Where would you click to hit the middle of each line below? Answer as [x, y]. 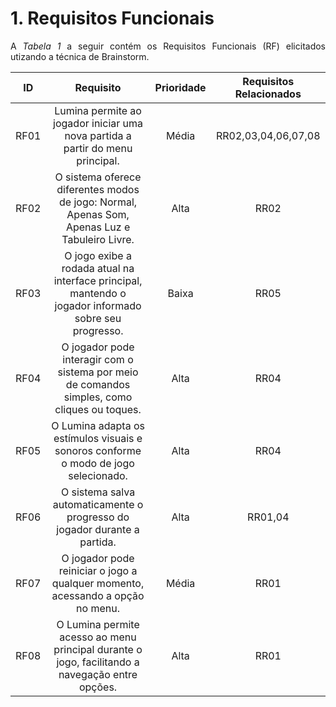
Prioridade [180, 87]
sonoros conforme [98, 450]
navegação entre [98, 674]
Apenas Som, [98, 214]
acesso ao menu [98, 637]
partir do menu [98, 148]
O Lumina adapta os [98, 425]
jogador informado [98, 305]
